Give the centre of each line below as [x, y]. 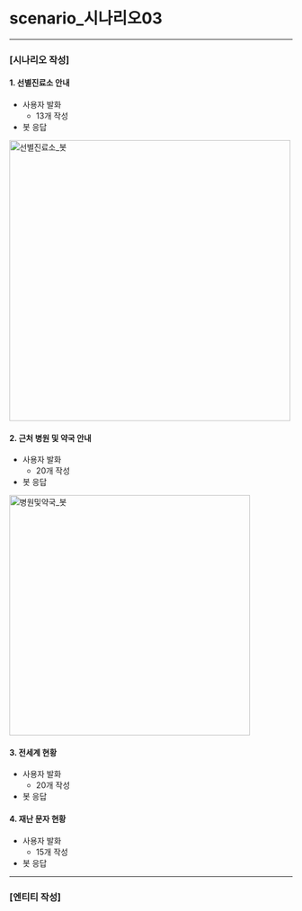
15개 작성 [52, 852]
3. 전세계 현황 [33, 752]
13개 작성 [52, 116]
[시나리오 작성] [40, 59]
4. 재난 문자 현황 [38, 819]
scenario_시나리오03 [86, 18]
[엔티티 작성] [35, 897]
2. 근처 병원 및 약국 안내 [50, 438]
